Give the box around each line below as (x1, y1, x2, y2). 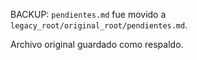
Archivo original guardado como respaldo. (10, 39, 184, 50)
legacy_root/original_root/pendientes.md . (10, 19, 188, 31)
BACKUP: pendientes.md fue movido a (10, 9, 167, 20)
